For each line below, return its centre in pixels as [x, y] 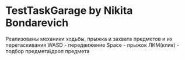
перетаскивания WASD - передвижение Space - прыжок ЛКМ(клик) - [92, 45]
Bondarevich [37, 23]
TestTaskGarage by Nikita [69, 11]
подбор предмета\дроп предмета [48, 51]
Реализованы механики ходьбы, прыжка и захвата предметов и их [89, 39]
